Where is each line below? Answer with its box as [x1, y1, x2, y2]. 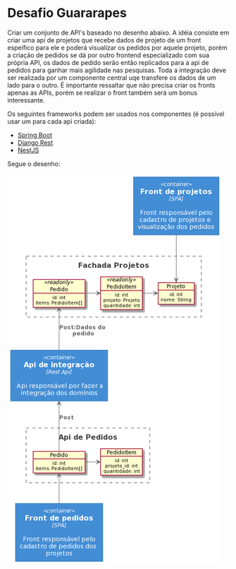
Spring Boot [17, 131, 53, 139]
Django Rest [17, 138, 54, 146]
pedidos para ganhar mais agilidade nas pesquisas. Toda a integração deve [7, 66, 227, 74]
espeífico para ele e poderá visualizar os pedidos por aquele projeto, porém [7, 43, 228, 52]
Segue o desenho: [7, 159, 61, 168]
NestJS [17, 146, 39, 154]
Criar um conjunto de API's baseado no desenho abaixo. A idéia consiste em [7, 28, 230, 37]
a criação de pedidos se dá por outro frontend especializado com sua [7, 51, 210, 59]
